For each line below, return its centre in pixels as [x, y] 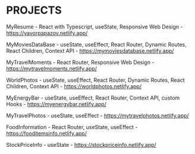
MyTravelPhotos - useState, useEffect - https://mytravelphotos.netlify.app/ [97, 115]
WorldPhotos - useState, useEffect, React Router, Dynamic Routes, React [95, 80]
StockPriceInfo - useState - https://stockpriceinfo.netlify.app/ [81, 145]
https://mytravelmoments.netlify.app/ [51, 68]
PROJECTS [34, 10]
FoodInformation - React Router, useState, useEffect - [72, 127]
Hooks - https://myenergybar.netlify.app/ [56, 104]
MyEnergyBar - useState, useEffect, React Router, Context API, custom [93, 98]
